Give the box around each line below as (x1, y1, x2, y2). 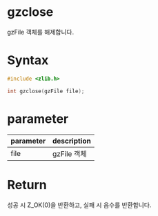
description (52, 136, 91, 146)
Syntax (7, 52, 49, 68)
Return (7, 177, 47, 193)
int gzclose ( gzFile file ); (7, 88, 85, 95)
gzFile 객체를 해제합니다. (7, 28, 75, 36)
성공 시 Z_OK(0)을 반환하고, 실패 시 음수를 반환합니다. (7, 201, 152, 209)
